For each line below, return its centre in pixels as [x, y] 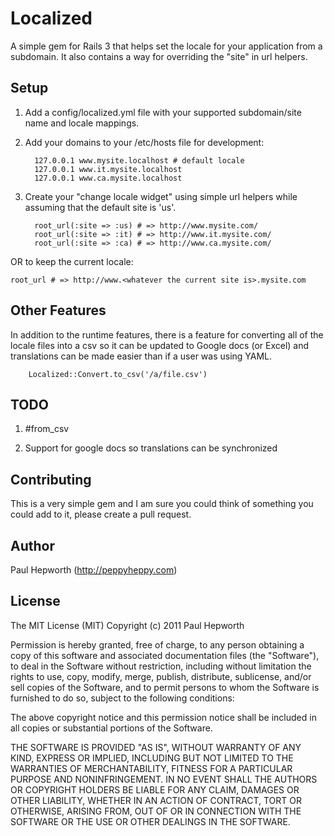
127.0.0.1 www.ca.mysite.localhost [108, 178]
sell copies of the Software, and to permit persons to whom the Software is [165, 687]
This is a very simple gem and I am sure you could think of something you [162, 504]
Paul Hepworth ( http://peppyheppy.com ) [94, 570]
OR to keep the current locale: [72, 261]
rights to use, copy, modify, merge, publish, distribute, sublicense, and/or [161, 676]
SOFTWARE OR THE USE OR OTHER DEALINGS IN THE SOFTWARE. [150, 821]
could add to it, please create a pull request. [101, 514]
